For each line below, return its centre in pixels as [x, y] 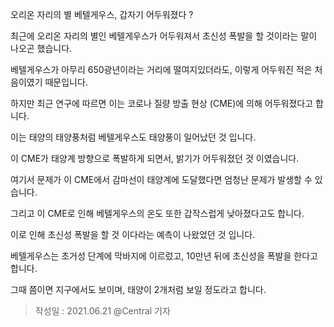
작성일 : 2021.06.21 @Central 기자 [102, 311]
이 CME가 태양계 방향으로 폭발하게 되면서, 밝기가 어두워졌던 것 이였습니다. [155, 158]
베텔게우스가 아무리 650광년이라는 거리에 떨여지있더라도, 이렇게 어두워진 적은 [161, 69]
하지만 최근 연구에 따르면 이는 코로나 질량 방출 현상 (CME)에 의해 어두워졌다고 [162, 103]
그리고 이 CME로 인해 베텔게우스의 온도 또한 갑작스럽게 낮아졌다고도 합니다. [157, 213]
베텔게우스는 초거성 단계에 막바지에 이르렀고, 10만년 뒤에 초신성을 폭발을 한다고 [164, 256]
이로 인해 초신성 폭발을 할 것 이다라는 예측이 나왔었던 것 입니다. [133, 234]
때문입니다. [66, 82]
